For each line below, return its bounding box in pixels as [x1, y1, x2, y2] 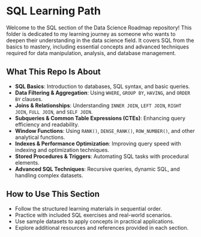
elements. [14, 159, 40, 166]
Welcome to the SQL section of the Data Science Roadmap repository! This [6, 24, 192, 31]
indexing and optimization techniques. [14, 146, 110, 153]
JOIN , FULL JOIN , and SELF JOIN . [14, 108, 93, 115]
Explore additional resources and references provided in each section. [14, 224, 189, 231]
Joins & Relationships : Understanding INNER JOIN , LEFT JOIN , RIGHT [14, 102, 182, 109]
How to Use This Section [6, 189, 100, 199]
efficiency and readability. [14, 121, 79, 128]
